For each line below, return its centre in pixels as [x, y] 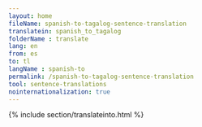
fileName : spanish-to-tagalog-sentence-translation [97, 24]
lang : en [23, 46]
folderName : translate [49, 39]
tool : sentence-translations [58, 84]
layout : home [30, 16]
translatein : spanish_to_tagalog [65, 31]
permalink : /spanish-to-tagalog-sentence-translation [101, 77]
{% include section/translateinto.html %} [76, 115]
